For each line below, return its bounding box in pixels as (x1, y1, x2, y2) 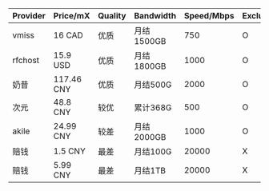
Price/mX (53, 10, 90, 21)
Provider (12, 10, 46, 21)
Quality (97, 10, 126, 21)
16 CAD (53, 30, 84, 41)
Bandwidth (134, 10, 177, 21)
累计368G (134, 102, 172, 113)
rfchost (12, 55, 40, 66)
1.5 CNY (53, 145, 86, 157)
